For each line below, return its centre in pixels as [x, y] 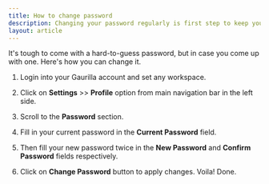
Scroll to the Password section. [72, 117]
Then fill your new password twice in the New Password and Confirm [135, 148]
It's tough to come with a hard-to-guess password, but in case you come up [134, 54]
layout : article [35, 30]
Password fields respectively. [69, 156]
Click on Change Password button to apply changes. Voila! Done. [128, 172]
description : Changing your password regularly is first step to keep [128, 23]
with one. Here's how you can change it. [75, 62]
